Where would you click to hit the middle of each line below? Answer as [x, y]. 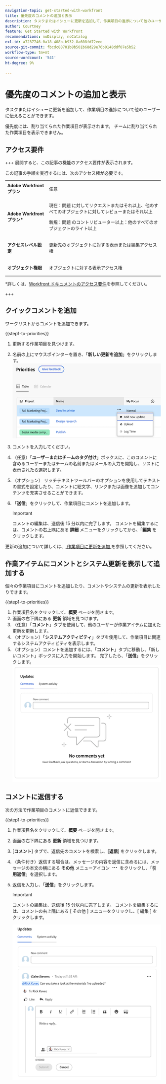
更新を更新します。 [32, 631]
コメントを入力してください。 [42, 447]
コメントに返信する [34, 797]
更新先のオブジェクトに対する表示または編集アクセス [103, 245]
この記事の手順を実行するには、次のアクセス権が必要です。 [65, 173]
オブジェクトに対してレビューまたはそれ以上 [107, 212]
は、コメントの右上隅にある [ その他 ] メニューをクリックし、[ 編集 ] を [84, 911]
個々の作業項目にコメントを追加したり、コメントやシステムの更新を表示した [83, 586]
